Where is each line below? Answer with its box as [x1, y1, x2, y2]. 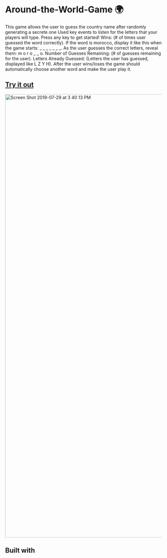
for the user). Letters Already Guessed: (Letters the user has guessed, [5, 55, 149, 61]
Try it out [5, 81, 34, 89]
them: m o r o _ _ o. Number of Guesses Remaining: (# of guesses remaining [5, 50, 161, 56]
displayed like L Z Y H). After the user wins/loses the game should [5, 61, 140, 67]
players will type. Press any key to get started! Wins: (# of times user [5, 34, 146, 40]
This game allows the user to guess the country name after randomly [5, 23, 147, 30]
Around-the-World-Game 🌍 [5, 4, 124, 15]
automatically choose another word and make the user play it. [5, 66, 132, 72]
